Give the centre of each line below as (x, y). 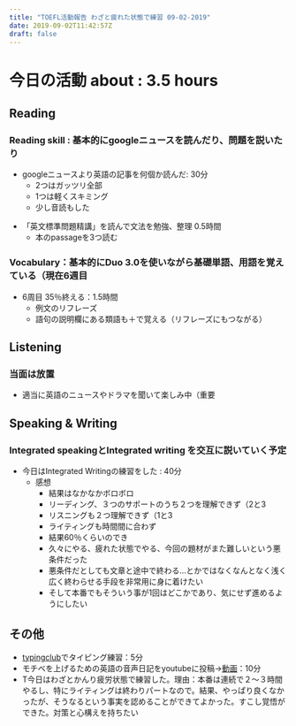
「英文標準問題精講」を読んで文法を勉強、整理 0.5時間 (121, 226)
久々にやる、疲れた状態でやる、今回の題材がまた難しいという (161, 548)
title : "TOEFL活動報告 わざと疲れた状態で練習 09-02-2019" (110, 17)
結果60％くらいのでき (88, 537)
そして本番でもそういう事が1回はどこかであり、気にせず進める (162, 592)
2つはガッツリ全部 (69, 186)
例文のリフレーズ (66, 308)
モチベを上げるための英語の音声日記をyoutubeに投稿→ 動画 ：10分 (141, 668)
